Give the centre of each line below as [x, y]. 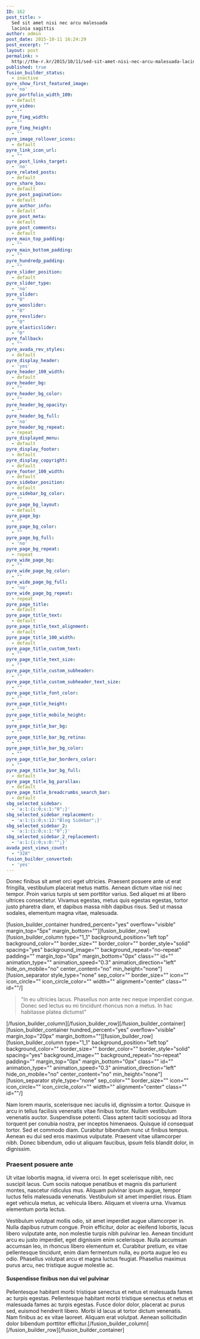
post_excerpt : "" [28, 45]
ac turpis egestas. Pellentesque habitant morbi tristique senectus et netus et [100, 1298]
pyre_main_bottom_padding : [40, 250]
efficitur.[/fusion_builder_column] [108, 1324]
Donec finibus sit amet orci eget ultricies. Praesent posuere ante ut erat [94, 882]
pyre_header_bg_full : [33, 416]
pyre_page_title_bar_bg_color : [45, 748]
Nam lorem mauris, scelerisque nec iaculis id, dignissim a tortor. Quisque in [98, 1105]
